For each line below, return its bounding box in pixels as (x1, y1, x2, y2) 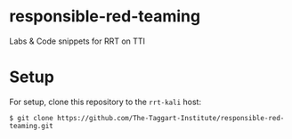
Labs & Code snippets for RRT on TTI (9, 36, 145, 46)
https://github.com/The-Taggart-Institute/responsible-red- (56, 113, 285, 122)
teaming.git (9, 121, 53, 130)
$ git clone (9, 113, 53, 122)
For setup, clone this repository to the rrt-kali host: (9, 96, 202, 107)
